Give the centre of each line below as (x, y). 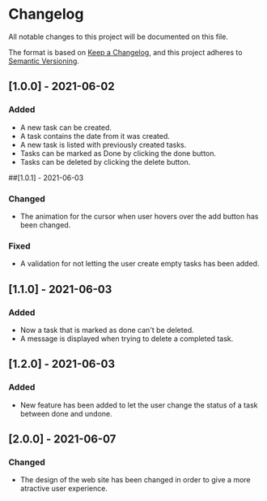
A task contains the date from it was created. (95, 136)
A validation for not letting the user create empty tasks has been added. (140, 264)
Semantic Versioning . (44, 61)
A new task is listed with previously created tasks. (103, 145)
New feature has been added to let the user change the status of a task (139, 405)
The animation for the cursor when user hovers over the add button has (139, 216)
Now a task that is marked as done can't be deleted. (107, 330)
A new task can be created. (66, 127)
